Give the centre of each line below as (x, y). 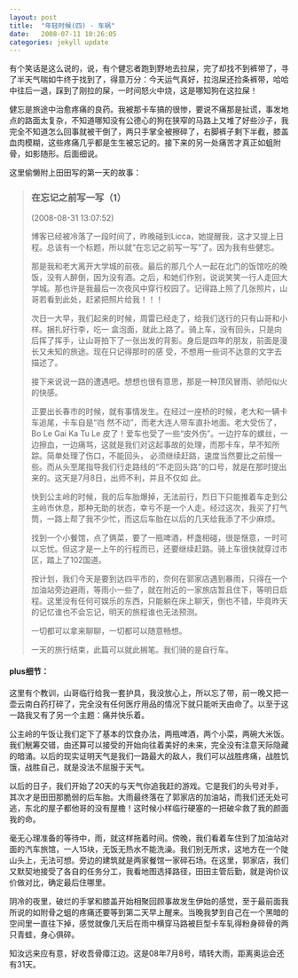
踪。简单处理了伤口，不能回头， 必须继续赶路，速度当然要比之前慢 (153, 455)
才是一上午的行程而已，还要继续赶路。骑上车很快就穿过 (179, 548)
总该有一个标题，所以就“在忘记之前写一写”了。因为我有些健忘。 (163, 247)
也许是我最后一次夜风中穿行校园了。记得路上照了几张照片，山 (175, 288)
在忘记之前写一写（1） (78, 198)
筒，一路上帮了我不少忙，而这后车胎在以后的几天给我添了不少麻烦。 (155, 519)
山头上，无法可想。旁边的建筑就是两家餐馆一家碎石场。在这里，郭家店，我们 (149, 860)
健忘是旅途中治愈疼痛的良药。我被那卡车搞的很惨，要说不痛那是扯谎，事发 (145, 110)
